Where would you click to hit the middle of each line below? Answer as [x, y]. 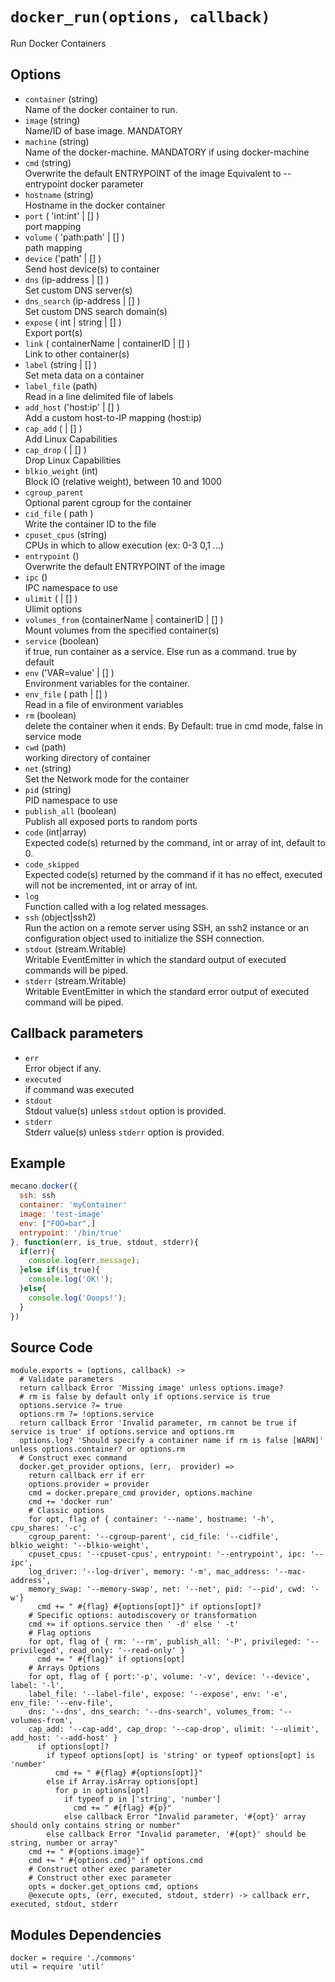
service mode [53, 736]
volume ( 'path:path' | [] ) [74, 237]
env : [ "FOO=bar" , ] [58, 1223]
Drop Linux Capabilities [73, 460]
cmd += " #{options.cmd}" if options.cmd [115, 1861]
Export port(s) [53, 332]
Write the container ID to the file [90, 524]
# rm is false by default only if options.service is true [145, 1397]
